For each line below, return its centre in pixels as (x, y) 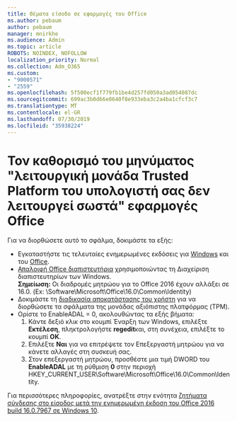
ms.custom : (23, 73)
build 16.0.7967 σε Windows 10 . (53, 410)
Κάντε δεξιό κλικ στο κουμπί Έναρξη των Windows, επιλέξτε (118, 322)
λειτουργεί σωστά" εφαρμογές (103, 206)
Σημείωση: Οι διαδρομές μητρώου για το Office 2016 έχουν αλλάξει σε (123, 284)
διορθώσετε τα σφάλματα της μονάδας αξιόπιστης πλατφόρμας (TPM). (123, 307)
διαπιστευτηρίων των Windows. (64, 277)
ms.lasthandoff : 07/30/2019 (49, 119)
